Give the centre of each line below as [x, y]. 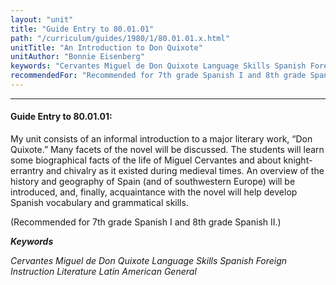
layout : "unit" [42, 19]
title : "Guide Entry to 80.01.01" [82, 29]
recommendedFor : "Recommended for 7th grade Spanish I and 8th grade [158, 76]
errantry [27, 171]
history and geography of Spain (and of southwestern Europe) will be [153, 182]
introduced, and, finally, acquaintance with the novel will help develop [154, 192]
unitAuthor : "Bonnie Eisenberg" [77, 57]
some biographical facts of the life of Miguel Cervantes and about [146, 160]
